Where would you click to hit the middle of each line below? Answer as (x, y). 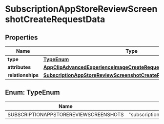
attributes (19, 67)
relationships (23, 75)
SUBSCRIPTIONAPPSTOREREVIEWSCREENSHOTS (66, 114)
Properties (21, 37)
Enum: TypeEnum (32, 93)
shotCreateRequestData (55, 19)
